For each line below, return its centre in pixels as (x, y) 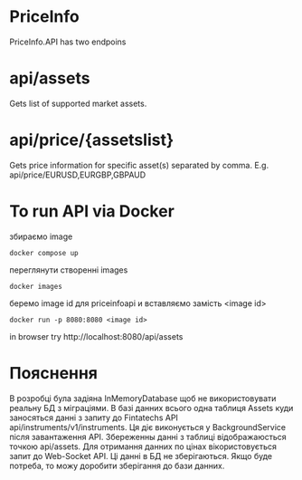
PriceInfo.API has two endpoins (68, 42)
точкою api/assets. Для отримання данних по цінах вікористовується (143, 446)
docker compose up (44, 253)
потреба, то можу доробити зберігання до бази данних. (117, 466)
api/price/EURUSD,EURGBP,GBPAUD (78, 175)
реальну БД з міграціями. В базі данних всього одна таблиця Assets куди (151, 408)
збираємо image (41, 236)
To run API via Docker (92, 211)
